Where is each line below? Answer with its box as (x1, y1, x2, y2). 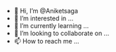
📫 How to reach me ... (13, 37, 79, 45)
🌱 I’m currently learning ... (13, 22, 89, 30)
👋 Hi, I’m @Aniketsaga (13, 7, 79, 15)
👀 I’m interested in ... (13, 14, 74, 22)
